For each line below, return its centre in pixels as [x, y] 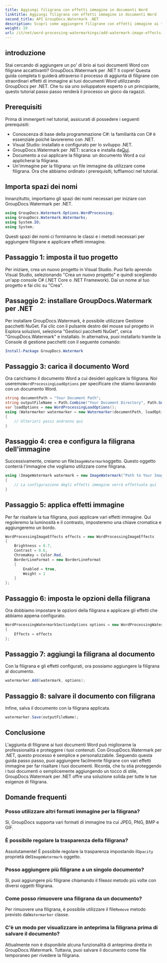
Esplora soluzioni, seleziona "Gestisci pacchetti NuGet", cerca [69, 331]
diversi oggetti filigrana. [29, 885]
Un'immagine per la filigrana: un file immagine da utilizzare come [79, 166]
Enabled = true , [40, 569]
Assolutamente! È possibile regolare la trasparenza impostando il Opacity [79, 851]
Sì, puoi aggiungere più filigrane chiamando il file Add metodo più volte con [81, 880]
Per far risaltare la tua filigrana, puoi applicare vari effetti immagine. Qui [78, 517]
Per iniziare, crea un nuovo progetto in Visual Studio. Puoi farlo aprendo [79, 269]
